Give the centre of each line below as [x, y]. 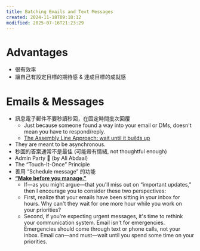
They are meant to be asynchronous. [60, 144]
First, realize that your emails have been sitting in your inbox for [102, 197]
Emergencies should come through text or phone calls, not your [102, 229]
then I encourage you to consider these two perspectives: [95, 191]
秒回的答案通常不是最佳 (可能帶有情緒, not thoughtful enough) [91, 151]
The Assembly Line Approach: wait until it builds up [87, 138]
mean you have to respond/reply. [64, 132]
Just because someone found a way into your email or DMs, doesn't [108, 125]
